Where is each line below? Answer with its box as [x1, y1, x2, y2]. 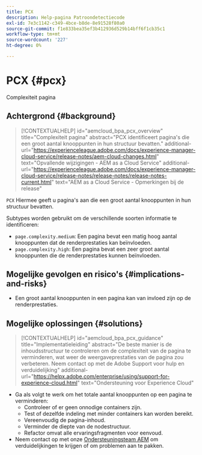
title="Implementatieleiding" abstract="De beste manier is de [20, 341, 173, 348]
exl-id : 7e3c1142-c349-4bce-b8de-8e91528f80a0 [6, 20, 125, 26]
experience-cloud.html [20, 379, 78, 386]
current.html [20, 178, 52, 186]
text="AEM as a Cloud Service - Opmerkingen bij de [55, 178, 185, 186]
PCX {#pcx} [6, 74, 67, 87]
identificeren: [6, 221, 39, 228]
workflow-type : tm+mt [6, 31, 61, 37]
